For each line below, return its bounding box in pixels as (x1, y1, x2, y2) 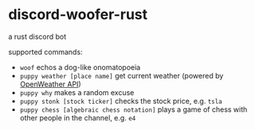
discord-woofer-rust (8, 6, 148, 24)
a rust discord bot (8, 32, 67, 41)
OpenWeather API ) (19, 79, 81, 89)
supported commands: (8, 47, 83, 56)
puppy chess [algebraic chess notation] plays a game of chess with (19, 105, 248, 114)
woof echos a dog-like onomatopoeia (19, 62, 141, 72)
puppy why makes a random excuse (19, 87, 135, 97)
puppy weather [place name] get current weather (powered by (19, 71, 224, 80)
